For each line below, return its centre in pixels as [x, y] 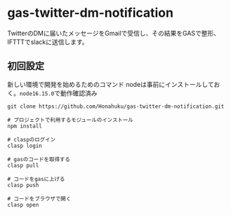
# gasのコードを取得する [39, 159]
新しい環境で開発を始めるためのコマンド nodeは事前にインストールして [111, 84]
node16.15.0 [37, 93]
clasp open [23, 204]
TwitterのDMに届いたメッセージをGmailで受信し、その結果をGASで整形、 [114, 33]
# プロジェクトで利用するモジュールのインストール [70, 120]
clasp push [23, 185]
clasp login [25, 146]
